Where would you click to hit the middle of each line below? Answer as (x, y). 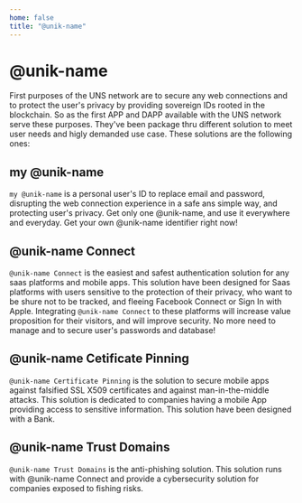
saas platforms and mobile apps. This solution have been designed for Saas (150, 283)
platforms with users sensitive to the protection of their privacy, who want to (151, 292)
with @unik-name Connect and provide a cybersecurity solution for (134, 479)
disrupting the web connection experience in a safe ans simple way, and (143, 203)
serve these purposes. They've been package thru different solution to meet (151, 125)
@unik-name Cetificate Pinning (99, 359)
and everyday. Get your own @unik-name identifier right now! (124, 223)
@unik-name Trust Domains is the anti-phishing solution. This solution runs (146, 469)
